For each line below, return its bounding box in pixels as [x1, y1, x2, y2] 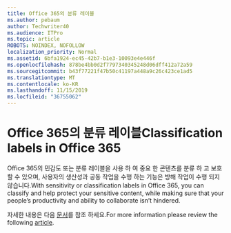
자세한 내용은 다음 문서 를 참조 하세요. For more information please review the [7, 210, 219, 219]
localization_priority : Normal [7, 49, 97, 56]
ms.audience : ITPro [7, 29, 63, 37]
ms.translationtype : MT [7, 74, 76, 81]
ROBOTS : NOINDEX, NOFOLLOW [7, 42, 85, 49]
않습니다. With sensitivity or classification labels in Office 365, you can [7, 181, 205, 190]
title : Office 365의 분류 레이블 [7, 10, 94, 17]
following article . [7, 218, 54, 226]
